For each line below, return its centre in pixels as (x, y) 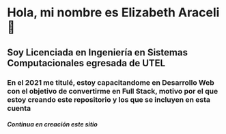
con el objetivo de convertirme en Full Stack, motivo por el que (113, 91)
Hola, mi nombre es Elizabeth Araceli (113, 13)
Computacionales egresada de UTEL (86, 63)
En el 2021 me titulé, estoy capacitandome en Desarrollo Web (111, 82)
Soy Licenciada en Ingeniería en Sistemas (97, 52)
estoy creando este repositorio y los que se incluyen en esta (109, 99)
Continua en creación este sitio (52, 124)
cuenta (19, 108)
